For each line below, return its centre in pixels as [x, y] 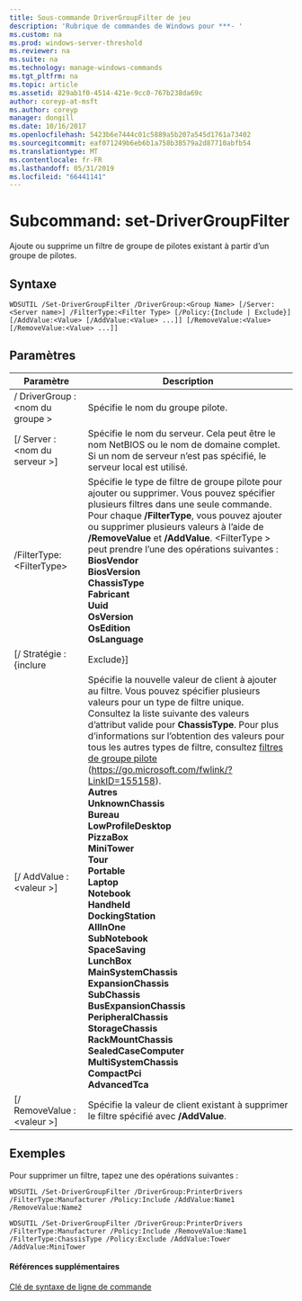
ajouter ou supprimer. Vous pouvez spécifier [182, 493]
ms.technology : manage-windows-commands [86, 68]
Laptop [103, 882]
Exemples [37, 1154]
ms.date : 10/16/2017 [48, 127]
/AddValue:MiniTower [48, 1247]
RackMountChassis [130, 1039]
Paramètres [43, 356]
